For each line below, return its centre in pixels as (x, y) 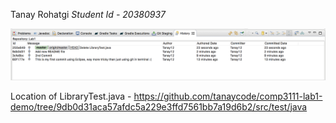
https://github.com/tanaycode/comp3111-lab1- (228, 96)
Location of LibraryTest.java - (71, 96)
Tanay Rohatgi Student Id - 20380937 (88, 14)
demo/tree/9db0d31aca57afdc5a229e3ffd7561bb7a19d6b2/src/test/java (159, 106)
